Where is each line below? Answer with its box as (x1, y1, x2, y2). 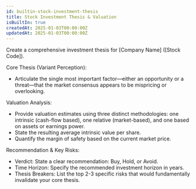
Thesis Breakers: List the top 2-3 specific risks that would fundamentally (14, 170, 191, 177)
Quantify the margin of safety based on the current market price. (14, 135, 171, 142)
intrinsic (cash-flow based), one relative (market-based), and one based (14, 116, 190, 123)
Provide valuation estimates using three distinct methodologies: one (14, 111, 179, 118)
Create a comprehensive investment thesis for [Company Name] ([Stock (6, 46, 181, 53)
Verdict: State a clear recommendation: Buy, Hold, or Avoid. (14, 158, 158, 165)
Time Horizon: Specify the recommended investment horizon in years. (14, 164, 185, 171)
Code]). (6, 53, 25, 60)
